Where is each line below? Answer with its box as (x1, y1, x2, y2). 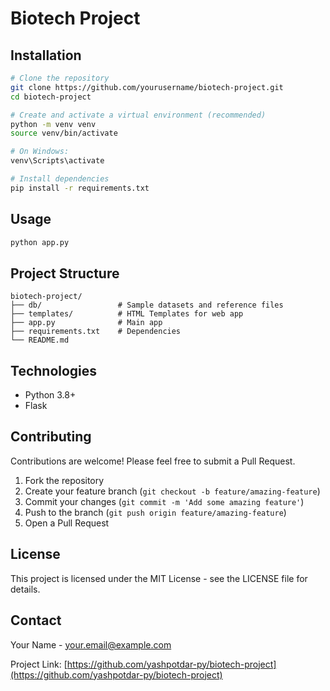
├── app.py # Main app (10, 318, 163, 328)
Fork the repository (24, 474, 105, 486)
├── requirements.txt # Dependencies (10, 327, 182, 337)
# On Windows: (10, 147, 70, 157)
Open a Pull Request (24, 517, 110, 529)
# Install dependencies (10, 174, 110, 184)
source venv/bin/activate (10, 128, 118, 139)
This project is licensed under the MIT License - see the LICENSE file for (10, 572, 308, 584)
